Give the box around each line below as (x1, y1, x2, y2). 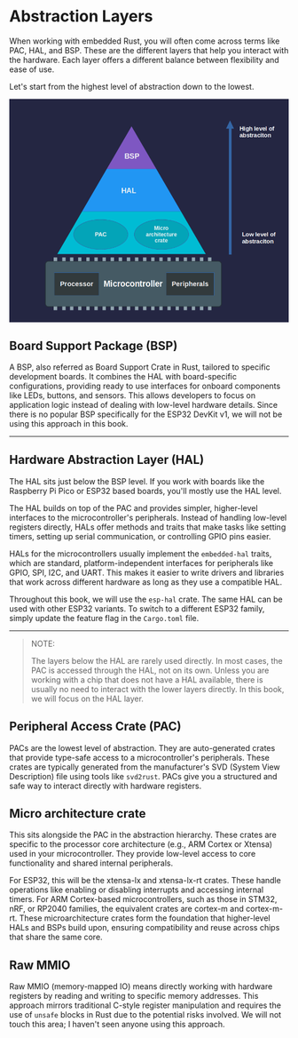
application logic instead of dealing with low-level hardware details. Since (9, 399, 278, 410)
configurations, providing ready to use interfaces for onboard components (9, 380, 281, 391)
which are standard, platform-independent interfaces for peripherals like (9, 557, 274, 568)
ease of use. (9, 64, 55, 75)
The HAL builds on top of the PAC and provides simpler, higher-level (9, 502, 259, 513)
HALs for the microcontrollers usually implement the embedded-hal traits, (9, 548, 272, 559)
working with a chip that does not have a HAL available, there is (30, 674, 263, 685)
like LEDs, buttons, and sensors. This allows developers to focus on (9, 389, 255, 401)
